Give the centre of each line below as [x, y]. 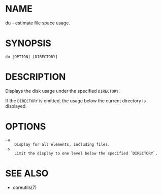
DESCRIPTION [36, 77]
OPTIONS [26, 127]
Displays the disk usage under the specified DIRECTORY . [63, 91]
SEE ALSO [27, 173]
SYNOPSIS [28, 43]
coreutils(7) [25, 187]
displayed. [16, 106]
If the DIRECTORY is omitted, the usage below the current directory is [76, 101]
